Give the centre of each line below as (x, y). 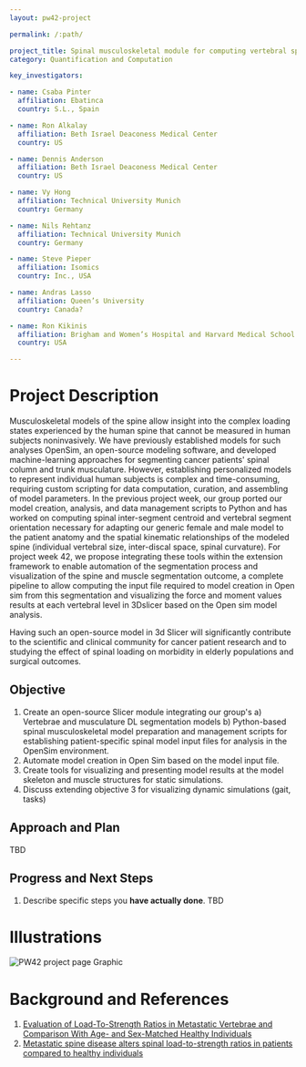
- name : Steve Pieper (51, 259)
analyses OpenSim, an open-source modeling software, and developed (143, 450)
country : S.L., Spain (59, 109)
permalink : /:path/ (46, 34)
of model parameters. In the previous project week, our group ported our (146, 498)
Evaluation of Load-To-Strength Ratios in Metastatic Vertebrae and (148, 1024)
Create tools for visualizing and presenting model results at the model (153, 770)
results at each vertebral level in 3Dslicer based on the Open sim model (143, 605)
